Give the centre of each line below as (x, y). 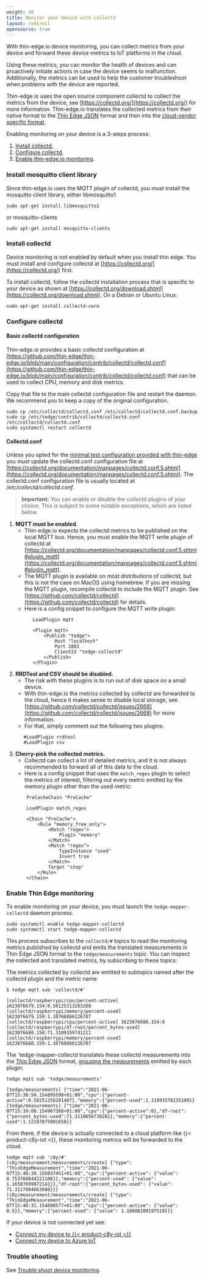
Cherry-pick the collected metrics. (60, 754)
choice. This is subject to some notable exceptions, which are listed (106, 506)
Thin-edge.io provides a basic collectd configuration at (75, 349)
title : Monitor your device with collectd (61, 18)
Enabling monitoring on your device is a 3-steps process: (78, 134)
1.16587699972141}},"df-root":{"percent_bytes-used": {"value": (90, 1185)
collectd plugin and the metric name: (52, 979)
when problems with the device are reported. (63, 84)
